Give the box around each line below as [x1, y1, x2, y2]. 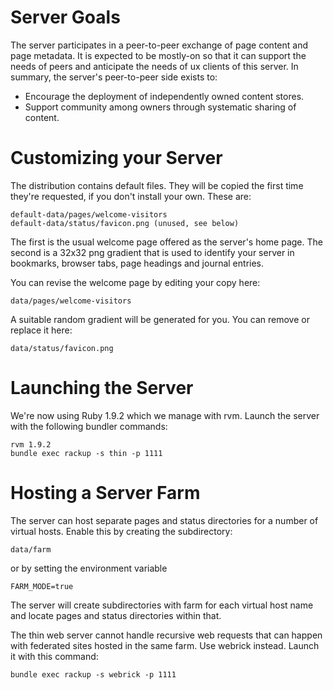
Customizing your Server [10, 147, 223, 170]
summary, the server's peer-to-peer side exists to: [10, 71, 218, 83]
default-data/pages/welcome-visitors [10, 209, 168, 220]
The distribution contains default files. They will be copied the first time [10, 179, 304, 191]
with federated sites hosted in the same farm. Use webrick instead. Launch [10, 639, 320, 651]
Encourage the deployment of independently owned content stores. [24, 90, 305, 102]
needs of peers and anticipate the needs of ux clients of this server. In [10, 60, 299, 72]
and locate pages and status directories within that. [10, 609, 222, 621]
